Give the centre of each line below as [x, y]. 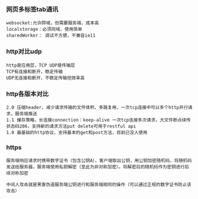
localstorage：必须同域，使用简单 [44, 30]
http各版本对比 [28, 94]
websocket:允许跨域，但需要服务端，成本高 [52, 23]
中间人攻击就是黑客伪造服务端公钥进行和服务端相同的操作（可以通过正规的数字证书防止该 [99, 185]
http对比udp [24, 51]
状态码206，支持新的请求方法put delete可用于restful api [71, 126]
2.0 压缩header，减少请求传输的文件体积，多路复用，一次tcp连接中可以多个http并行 [97, 107]
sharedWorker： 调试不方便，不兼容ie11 [51, 36]
